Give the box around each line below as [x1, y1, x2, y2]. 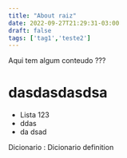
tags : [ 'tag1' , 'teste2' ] [8, 34, 91, 42]
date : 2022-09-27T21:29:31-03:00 [8, 19, 120, 27]
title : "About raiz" [8, 11, 77, 20]
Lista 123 [19, 110, 50, 120]
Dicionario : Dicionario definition [8, 143, 114, 152]
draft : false [8, 26, 52, 34]
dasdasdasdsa [8, 84, 108, 102]
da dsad [19, 127, 47, 136]
